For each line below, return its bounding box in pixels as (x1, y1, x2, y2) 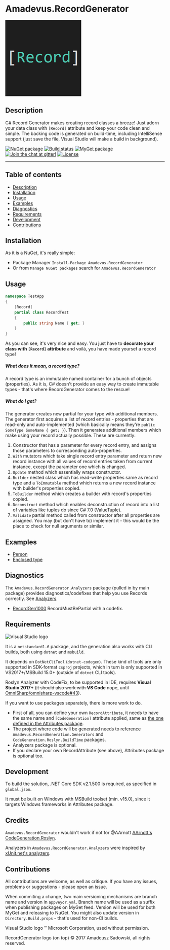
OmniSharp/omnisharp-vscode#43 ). (5, 690, 81, 696)
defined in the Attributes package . (12, 720, 84, 726)
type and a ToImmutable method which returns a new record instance (12, 480, 156, 486)
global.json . (5, 786, 32, 792)
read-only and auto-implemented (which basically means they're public (5, 421, 155, 428)
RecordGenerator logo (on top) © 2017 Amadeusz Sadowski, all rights (5, 935, 151, 941)
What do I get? (5, 398, 37, 404)
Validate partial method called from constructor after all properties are (12, 512, 160, 518)
